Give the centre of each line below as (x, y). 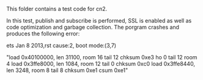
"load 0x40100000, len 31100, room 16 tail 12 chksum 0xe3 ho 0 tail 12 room (102, 57)
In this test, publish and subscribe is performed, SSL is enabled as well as (99, 20)
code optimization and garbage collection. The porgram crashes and (93, 27)
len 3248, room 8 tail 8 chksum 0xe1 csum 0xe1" (67, 70)
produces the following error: (43, 34)
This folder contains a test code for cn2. (57, 9)
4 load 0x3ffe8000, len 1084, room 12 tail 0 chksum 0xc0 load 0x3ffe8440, (101, 64)
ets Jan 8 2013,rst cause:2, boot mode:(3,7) (61, 45)
